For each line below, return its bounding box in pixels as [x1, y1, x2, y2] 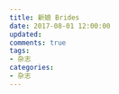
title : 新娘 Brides [9, 13, 80, 22]
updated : [9, 30, 42, 38]
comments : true [9, 38, 67, 47]
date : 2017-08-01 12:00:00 [9, 21, 111, 30]
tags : [9, 47, 30, 56]
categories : [9, 64, 54, 73]
